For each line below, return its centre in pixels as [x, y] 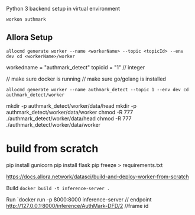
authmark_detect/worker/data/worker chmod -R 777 [70, 112]
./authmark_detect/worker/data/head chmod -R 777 [69, 118]
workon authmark [26, 20]
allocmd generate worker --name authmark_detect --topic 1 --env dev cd [97, 89]
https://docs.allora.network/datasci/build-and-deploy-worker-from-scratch [97, 177]
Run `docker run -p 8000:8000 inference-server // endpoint [79, 199]
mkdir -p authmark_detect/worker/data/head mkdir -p [71, 105]
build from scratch [52, 149]
